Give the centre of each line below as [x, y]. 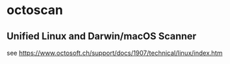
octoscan [35, 10]
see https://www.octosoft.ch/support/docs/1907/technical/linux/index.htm [115, 53]
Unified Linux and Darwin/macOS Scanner [102, 36]
